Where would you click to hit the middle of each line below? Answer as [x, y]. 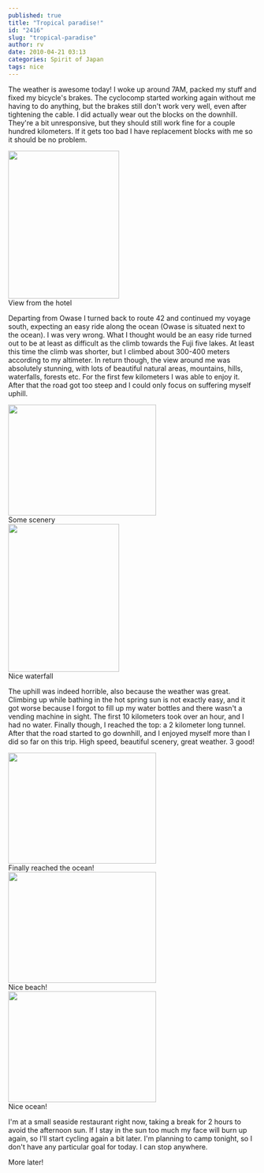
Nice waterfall [31, 676]
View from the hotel [40, 303]
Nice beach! [28, 987]
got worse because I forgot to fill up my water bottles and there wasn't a [125, 708]
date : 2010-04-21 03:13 [47, 52]
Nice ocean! [28, 1106]
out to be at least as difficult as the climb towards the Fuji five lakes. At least [131, 343]
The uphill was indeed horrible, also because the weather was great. [119, 691]
